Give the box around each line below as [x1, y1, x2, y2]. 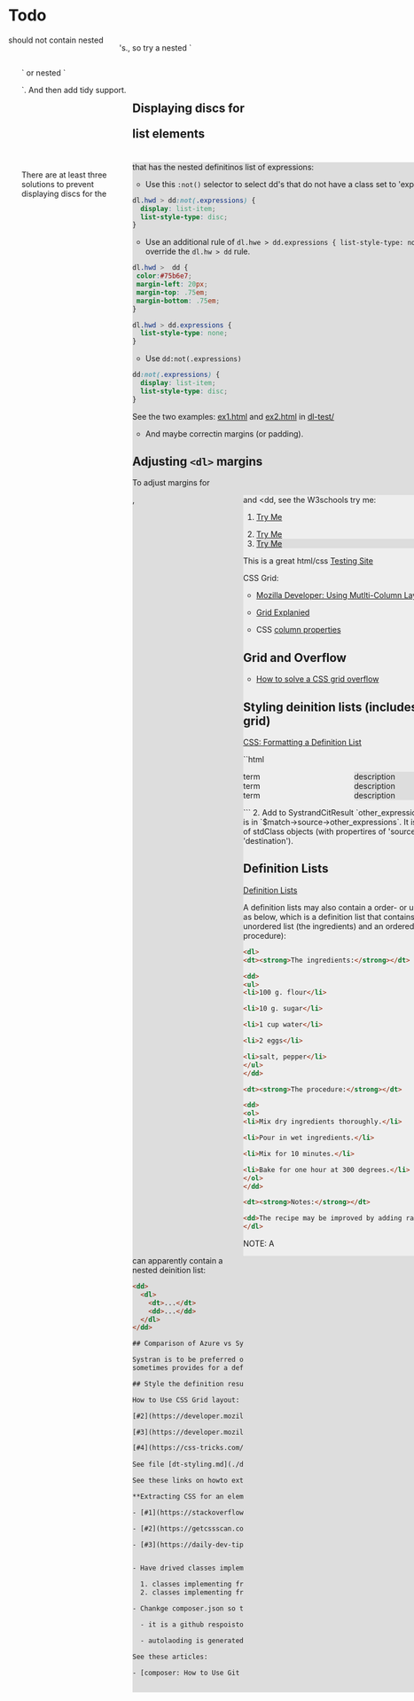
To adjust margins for [131, 477, 210, 488]
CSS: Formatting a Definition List [242, 737, 363, 748]
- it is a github [140, 1620, 205, 1629]
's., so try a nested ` [119, 42, 192, 53]
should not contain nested [8, 35, 104, 45]
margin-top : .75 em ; [136, 287, 208, 297]
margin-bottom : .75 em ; [136, 296, 221, 305]
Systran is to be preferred [131, 1355, 236, 1365]
